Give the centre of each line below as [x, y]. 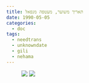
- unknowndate [29, 46]
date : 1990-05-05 [28, 17]
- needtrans [27, 40]
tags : [13, 34]
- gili [20, 51]
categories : [21, 23]
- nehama [23, 57]
